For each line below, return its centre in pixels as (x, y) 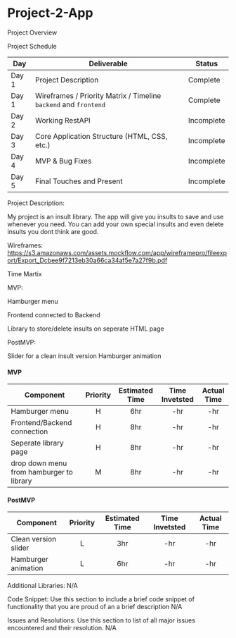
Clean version (34, 539)
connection (29, 431)
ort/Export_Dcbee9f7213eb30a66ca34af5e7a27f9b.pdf (87, 260)
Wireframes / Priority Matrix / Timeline (98, 95)
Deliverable (108, 63)
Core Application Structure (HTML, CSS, (101, 136)
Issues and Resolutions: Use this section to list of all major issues (101, 620)
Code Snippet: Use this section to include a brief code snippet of (101, 599)
